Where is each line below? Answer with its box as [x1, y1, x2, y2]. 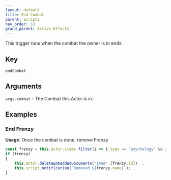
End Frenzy [5, 125, 34, 132]
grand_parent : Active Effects [5, 26, 70, 31]
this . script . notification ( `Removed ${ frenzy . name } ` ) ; [14, 165, 131, 170]
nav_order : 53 [5, 21, 36, 27]
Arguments [5, 82, 42, 91]
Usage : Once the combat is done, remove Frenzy [5, 137, 108, 143]
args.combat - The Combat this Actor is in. [5, 95, 94, 101]
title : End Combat [5, 12, 44, 17]
